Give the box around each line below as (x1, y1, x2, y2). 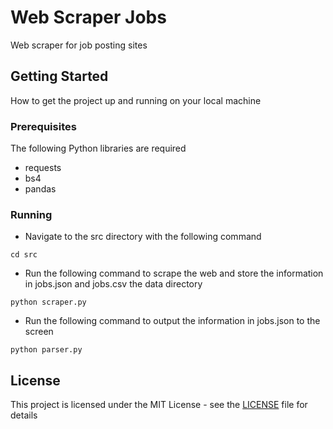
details (10, 409, 38, 421)
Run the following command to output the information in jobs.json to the (24, 315, 321, 327)
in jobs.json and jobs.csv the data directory (24, 278, 203, 290)
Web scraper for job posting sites (10, 39, 148, 51)
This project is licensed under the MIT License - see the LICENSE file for (10, 399, 308, 411)
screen (24, 326, 54, 338)
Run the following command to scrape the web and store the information (24, 267, 324, 280)
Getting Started (10, 68, 109, 85)
